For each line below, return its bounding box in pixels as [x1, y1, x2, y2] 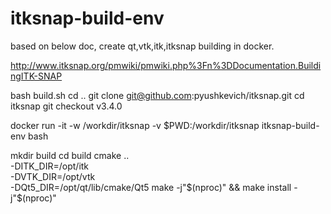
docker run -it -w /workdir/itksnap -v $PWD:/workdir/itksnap [10, 119, 260, 131]
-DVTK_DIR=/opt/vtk [10, 170, 96, 182]
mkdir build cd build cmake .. [10, 149, 130, 161]
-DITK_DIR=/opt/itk [10, 160, 90, 172]
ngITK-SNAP [10, 70, 63, 82]
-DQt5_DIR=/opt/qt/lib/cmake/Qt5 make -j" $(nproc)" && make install [10, 181, 292, 193]
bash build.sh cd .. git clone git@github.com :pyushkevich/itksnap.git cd [10, 89, 305, 101]
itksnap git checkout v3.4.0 [10, 100, 123, 112]
